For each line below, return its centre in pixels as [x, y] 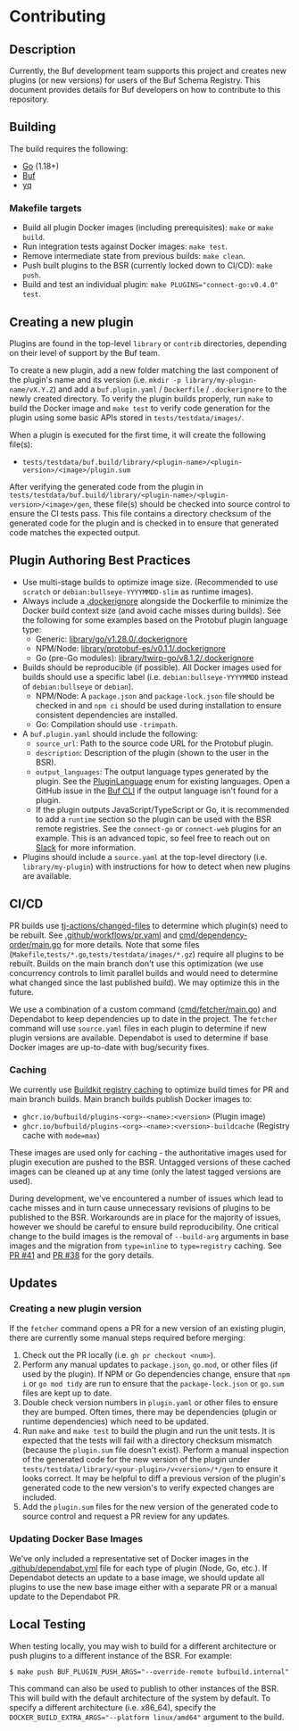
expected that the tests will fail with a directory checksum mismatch [147, 1440]
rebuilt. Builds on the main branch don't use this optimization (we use [137, 963]
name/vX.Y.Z [31, 390]
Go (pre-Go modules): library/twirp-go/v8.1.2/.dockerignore [145, 658]
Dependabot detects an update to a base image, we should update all [137, 1578]
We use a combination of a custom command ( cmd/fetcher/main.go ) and [143, 1009]
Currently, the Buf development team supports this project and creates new [148, 70]
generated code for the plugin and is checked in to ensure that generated [144, 523]
